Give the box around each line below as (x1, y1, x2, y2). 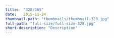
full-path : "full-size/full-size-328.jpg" (5, 21, 96, 26)
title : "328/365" (5, 7, 44, 12)
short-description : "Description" (5, 26, 78, 31)
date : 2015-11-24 (5, 12, 46, 17)
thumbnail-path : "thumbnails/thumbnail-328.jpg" (5, 16, 109, 21)
